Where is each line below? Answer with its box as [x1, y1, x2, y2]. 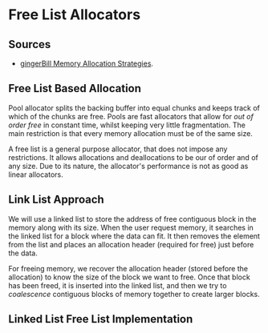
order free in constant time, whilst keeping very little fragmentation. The [8, 120, 246, 130]
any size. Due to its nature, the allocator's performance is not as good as [8, 161, 249, 171]
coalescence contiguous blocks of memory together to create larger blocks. [8, 289, 260, 299]
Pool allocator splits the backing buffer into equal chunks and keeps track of [8, 102, 261, 113]
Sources [8, 38, 51, 51]
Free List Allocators [8, 6, 141, 24]
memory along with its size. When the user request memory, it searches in [8, 223, 254, 232]
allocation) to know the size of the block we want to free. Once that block [8, 272, 250, 282]
